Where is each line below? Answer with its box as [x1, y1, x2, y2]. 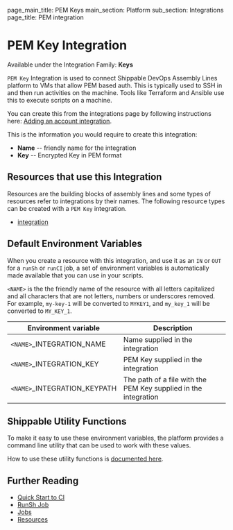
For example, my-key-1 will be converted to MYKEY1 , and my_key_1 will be [7, 299, 210, 307]
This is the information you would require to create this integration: [7, 130, 198, 138]
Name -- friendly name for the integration [17, 144, 137, 152]
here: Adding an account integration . [7, 117, 112, 125]
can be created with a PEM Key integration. [7, 204, 127, 212]
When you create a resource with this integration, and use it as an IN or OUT [7, 256, 222, 264]
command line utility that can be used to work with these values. [7, 441, 191, 450]
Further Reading [7, 475, 79, 486]
